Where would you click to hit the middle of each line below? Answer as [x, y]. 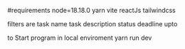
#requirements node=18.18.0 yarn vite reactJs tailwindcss [92, 10]
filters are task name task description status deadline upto [92, 24]
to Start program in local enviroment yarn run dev [80, 38]
